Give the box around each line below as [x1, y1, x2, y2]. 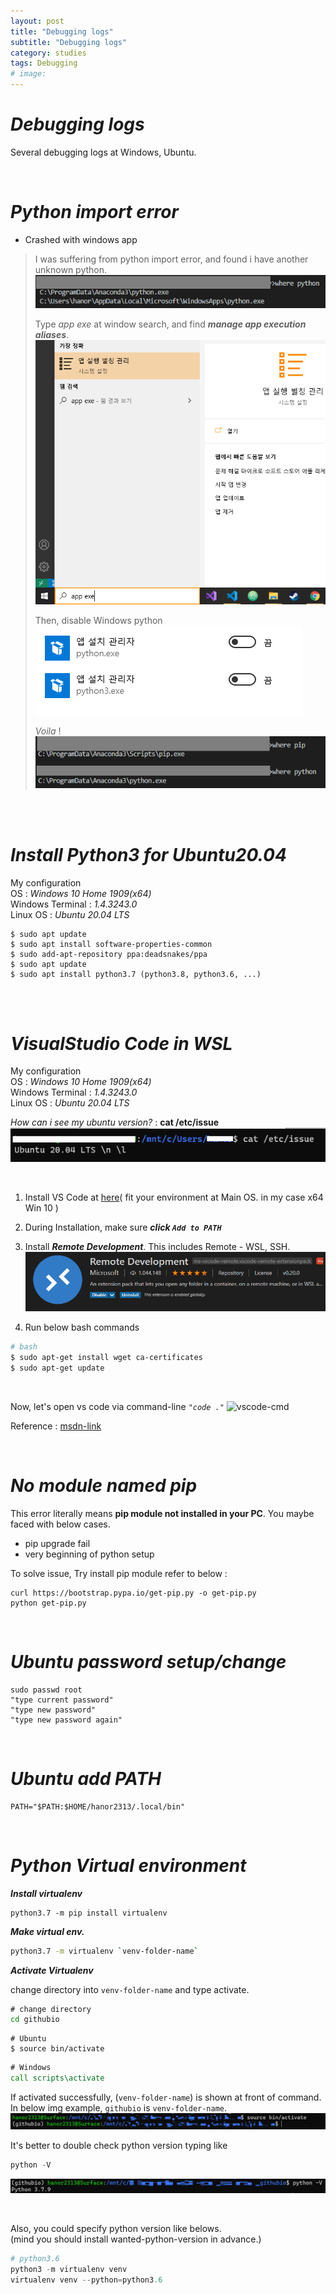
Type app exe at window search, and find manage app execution [34, 318, 307, 330]
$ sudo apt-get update [10, 1363, 105, 1374]
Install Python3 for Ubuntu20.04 [10, 843, 287, 866]
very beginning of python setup [24, 1548, 155, 1560]
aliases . [34, 328, 70, 340]
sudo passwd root [10, 1685, 83, 1695]
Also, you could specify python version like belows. [10, 2223, 222, 2235]
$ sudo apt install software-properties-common [10, 939, 213, 949]
